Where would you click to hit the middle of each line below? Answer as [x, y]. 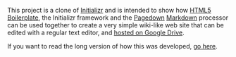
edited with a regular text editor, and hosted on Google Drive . [96, 32]
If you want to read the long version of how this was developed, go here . [113, 46]
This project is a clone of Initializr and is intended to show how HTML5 [109, 10]
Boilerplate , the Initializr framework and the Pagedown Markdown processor [118, 18]
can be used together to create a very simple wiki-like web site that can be [116, 25]
